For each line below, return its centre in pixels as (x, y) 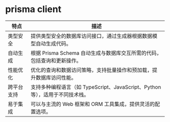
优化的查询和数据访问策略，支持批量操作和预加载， (92, 70)
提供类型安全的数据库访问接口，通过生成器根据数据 (92, 36)
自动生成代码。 (54, 43)
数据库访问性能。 (56, 78)
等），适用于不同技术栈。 (60, 94)
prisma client (33, 9)
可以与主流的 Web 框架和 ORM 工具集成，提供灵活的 (93, 104)
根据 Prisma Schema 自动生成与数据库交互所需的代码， (96, 53)
